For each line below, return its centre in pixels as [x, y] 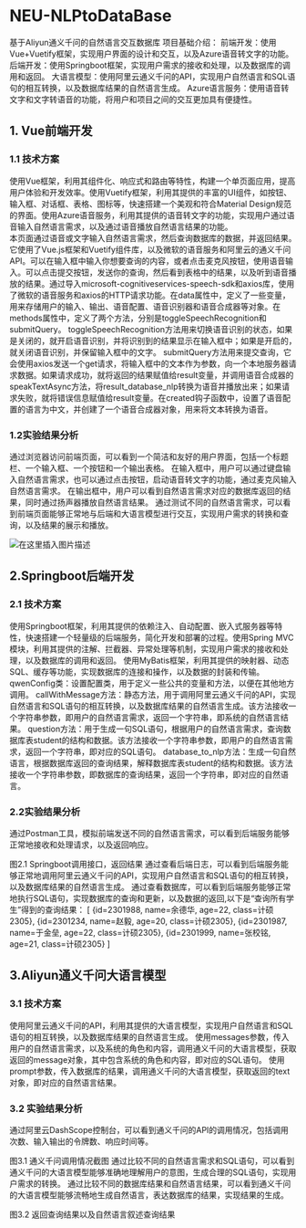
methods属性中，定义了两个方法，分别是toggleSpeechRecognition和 [138, 318]
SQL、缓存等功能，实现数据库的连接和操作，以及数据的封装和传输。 [137, 671]
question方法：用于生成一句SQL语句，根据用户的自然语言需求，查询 [155, 729]
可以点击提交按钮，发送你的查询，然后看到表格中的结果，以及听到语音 [157, 272]
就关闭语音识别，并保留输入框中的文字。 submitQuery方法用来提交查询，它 [150, 352]
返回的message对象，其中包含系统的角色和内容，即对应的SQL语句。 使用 [147, 1059]
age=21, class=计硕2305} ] [60, 944]
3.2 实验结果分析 [46, 1108]
